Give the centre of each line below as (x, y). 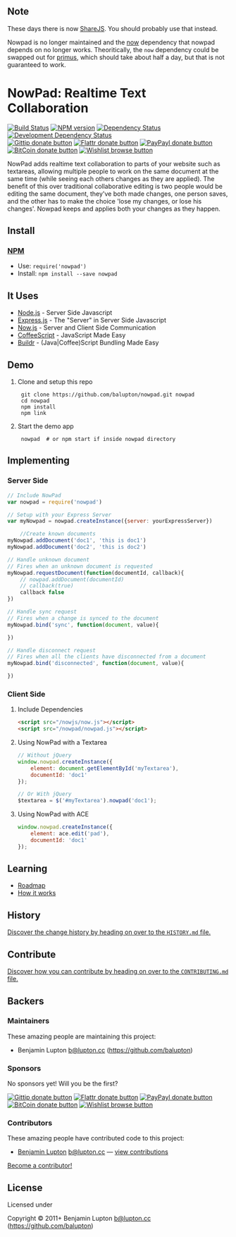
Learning (27, 869)
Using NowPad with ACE (53, 814)
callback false (42, 592)
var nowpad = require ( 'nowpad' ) (55, 502)
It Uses (23, 296)
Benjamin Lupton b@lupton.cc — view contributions (93, 1152)
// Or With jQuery (44, 794)
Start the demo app (45, 426)
